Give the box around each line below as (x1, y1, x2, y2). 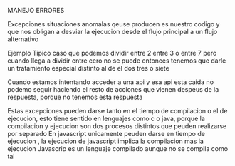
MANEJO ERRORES (7, 6, 65, 14)
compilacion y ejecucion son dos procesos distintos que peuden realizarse (7, 122, 227, 130)
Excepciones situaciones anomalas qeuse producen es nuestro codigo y (7, 20, 220, 28)
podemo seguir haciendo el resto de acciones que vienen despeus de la (7, 85, 219, 93)
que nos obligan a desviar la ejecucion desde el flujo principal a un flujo (7, 28, 218, 36)
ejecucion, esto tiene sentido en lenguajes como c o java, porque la (7, 114, 205, 123)
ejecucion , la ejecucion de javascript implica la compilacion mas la (7, 137, 204, 145)
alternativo (7, 35, 39, 43)
